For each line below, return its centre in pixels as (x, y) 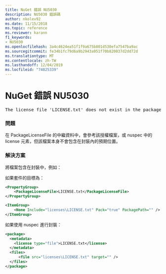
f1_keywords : (19, 38)
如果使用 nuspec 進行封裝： (33, 224)
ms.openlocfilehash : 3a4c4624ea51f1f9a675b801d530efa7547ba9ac (72, 47)
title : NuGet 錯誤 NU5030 (31, 10)
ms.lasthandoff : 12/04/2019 (34, 65)
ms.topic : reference (26, 28)
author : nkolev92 (23, 19)
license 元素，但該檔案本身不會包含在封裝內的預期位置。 (63, 141)
